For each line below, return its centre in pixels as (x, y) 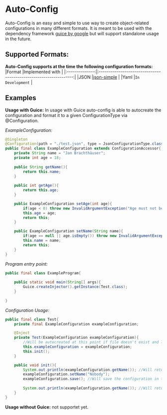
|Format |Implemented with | (34, 72)
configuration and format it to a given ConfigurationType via (66, 115)
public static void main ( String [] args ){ (57, 282)
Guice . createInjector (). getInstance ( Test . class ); (75, 287)
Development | (19, 82)
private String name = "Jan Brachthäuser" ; (60, 153)
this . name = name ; (42, 241)
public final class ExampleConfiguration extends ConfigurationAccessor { (83, 149)
